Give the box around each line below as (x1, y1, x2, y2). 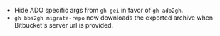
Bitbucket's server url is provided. (14, 21, 114, 29)
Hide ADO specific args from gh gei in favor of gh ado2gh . (14, 6, 184, 14)
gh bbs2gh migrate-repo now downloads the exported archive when (14, 13, 214, 22)
